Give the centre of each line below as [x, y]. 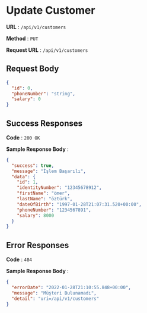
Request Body [33, 69]
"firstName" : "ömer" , [43, 193]
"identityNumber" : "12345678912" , [59, 188]
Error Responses [38, 245]
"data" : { [23, 176]
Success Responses [44, 123]
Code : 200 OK [23, 137]
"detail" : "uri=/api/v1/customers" [55, 299]
